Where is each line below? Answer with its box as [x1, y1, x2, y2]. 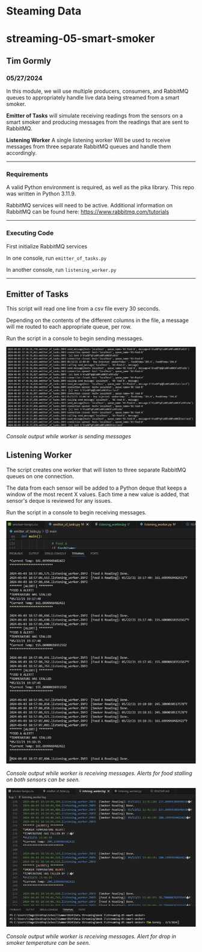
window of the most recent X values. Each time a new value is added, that [6, 490, 189, 498]
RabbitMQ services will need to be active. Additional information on [6, 202, 173, 209]
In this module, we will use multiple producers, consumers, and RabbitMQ [6, 87, 189, 95]
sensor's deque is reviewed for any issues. [6, 497, 112, 504]
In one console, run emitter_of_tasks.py [6, 254, 107, 262]
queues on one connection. [6, 472, 74, 480]
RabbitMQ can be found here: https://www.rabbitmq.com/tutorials [6, 208, 170, 215]
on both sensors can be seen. [6, 776, 80, 783]
